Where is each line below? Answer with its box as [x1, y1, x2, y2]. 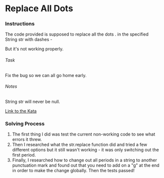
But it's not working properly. [5, 46, 64, 52]
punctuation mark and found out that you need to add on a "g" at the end [12, 162, 160, 168]
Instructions [5, 20, 35, 27]
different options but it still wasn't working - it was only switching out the [12, 147, 159, 153]
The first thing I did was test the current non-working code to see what [12, 131, 156, 137]
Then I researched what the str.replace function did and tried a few [12, 142, 147, 148]
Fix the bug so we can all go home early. [5, 72, 87, 78]
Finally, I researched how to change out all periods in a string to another [12, 157, 157, 163]
